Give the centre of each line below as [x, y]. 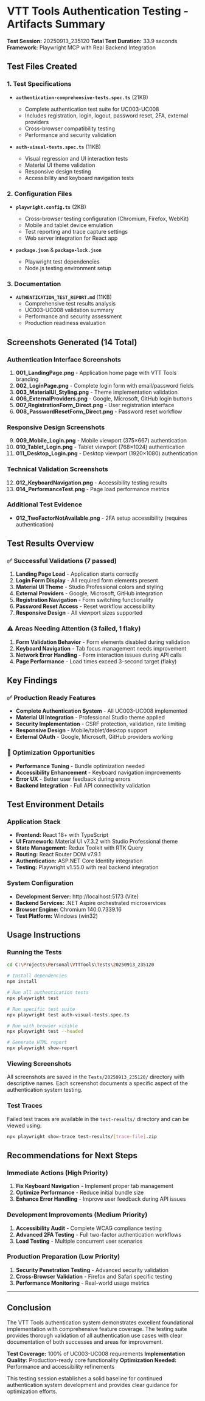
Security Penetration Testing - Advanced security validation [92, 1270]
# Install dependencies [37, 976]
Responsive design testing [58, 171]
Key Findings [32, 681]
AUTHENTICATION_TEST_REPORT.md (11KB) [64, 297]
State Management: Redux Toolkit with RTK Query [79, 848]
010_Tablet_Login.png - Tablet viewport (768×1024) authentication [100, 447]
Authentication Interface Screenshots [64, 359]
